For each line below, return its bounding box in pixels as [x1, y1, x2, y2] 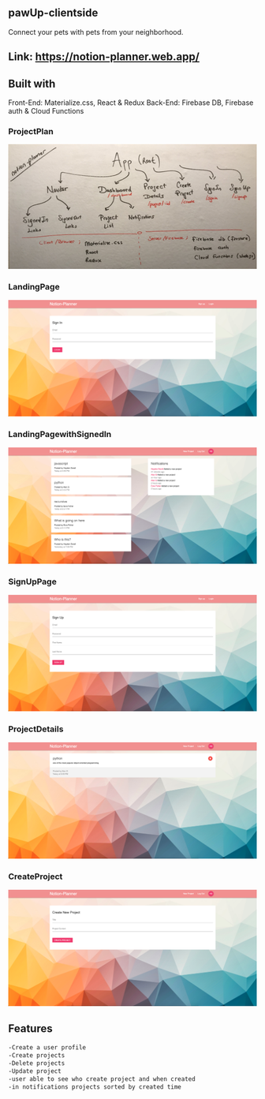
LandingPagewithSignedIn [8, 429, 112, 440]
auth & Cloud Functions [8, 107, 84, 116]
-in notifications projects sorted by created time [8, 1083, 181, 1091]
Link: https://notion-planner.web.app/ [8, 50, 200, 64]
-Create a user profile [8, 1044, 87, 1052]
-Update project [8, 1067, 62, 1075]
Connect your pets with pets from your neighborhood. [8, 27, 184, 36]
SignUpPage [8, 576, 57, 587]
